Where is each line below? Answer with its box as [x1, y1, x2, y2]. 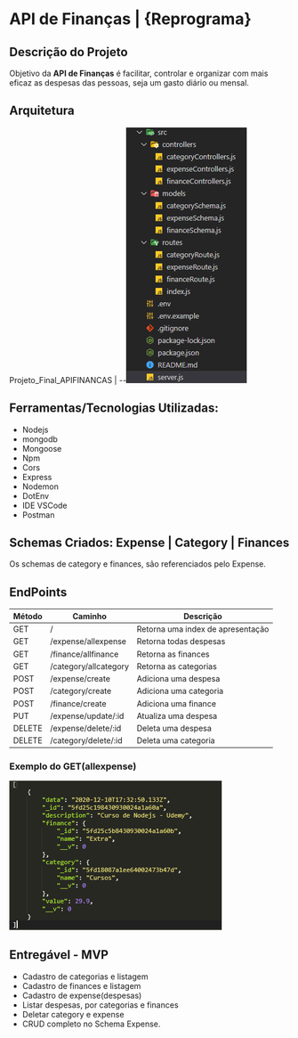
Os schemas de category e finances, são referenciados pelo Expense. [9, 559, 267, 569]
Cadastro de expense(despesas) [21, 990, 142, 1001]
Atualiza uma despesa [136, 710, 218, 721]
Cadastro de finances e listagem [21, 980, 141, 991]
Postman [21, 509, 55, 520]
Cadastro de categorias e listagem [21, 971, 149, 982]
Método [12, 610, 43, 621]
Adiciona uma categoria [136, 686, 224, 697]
